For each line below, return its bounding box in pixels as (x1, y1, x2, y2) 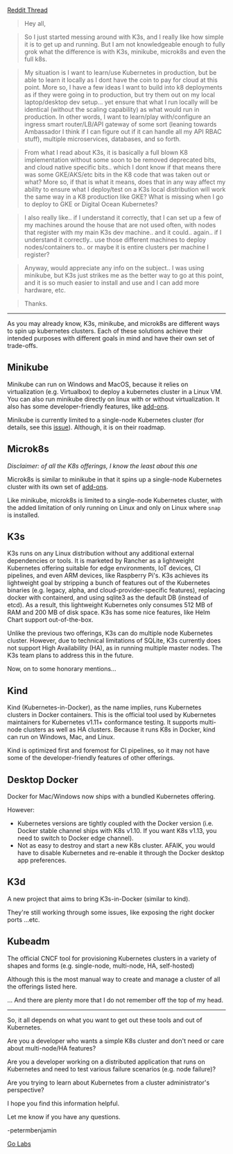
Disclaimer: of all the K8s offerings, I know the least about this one (7, 461, 198, 470)
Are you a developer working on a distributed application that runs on (7, 1057, 206, 1066)
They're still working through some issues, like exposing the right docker (7, 908, 215, 916)
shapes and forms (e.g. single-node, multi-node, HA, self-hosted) (7, 962, 195, 970)
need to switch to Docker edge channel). (17, 834, 134, 843)
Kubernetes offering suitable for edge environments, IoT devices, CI (7, 564, 201, 572)
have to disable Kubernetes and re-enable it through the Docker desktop (17, 849, 225, 857)
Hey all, (24, 19, 46, 27)
